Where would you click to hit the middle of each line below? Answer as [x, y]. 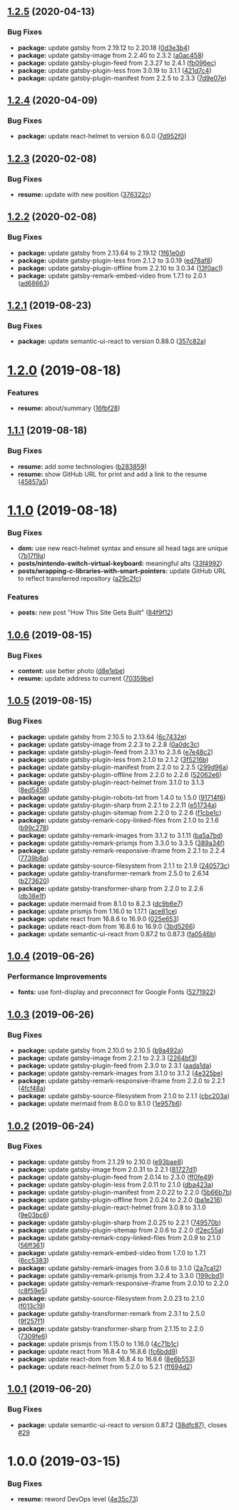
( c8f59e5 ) [32, 1290]
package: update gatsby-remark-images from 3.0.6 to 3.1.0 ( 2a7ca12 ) [120, 1268]
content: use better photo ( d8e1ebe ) [71, 671]
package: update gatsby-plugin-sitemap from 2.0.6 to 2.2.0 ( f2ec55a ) [121, 1230]
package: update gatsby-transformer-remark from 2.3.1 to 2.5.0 [111, 1313]
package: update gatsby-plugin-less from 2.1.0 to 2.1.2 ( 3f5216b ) [113, 759]
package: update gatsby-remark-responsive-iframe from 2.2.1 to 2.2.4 [121, 850]
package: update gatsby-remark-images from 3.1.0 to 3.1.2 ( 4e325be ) [120, 1073]
